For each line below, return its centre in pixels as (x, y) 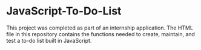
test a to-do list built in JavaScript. (49, 40)
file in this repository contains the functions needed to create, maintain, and (101, 34)
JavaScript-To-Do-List (64, 11)
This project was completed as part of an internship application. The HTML (100, 28)
